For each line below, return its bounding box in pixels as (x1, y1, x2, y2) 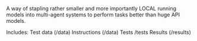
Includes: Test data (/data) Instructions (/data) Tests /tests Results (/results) (6, 29, 192, 36)
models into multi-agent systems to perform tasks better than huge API (6, 11, 180, 18)
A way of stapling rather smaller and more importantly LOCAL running (6, 5, 177, 12)
